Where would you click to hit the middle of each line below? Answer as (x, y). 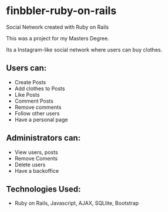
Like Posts (27, 94)
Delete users (30, 165)
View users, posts (36, 152)
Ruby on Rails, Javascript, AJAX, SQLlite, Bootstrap (77, 203)
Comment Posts (34, 101)
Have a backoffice (37, 170)
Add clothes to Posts (40, 88)
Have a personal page (41, 119)
